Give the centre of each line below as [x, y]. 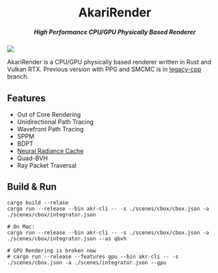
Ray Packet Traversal [46, 165]
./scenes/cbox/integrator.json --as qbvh [67, 238]
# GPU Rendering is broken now [52, 250]
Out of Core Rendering [49, 114]
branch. [18, 77]
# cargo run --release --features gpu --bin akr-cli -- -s [93, 257]
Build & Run [32, 187]
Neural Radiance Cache [50, 151]
